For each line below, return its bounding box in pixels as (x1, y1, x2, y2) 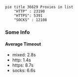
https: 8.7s (12, 62, 34, 68)
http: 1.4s (12, 57, 31, 63)
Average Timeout (5, 41, 41, 47)
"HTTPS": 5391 (14, 13, 43, 18)
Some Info (5, 28, 30, 35)
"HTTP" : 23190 (14, 9, 45, 14)
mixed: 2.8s (12, 52, 36, 58)
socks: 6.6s (12, 68, 36, 74)
